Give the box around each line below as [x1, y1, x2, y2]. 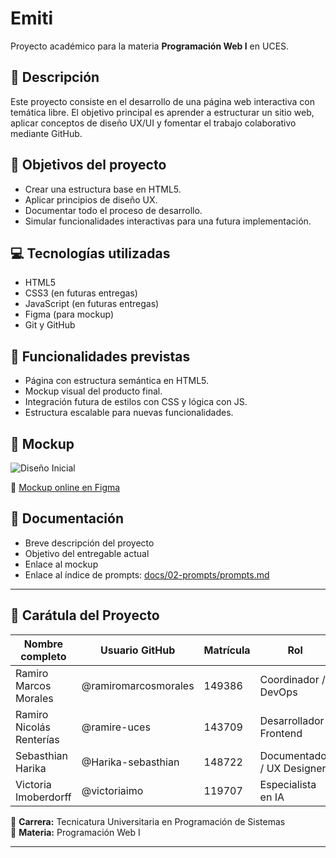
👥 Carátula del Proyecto [10, 607, 160, 624]
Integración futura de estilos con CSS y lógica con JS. [24, 396, 248, 408]
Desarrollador [259, 713, 325, 727]
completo [20, 649, 67, 663]
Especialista [259, 777, 317, 791]
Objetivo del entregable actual [24, 547, 150, 559]
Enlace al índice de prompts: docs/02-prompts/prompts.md [24, 568, 270, 581]
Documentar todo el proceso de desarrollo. [24, 204, 203, 216]
